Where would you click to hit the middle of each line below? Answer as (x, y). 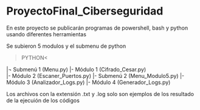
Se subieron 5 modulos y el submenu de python (66, 46)
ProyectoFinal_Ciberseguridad (85, 11)
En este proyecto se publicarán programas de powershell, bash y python (97, 28)
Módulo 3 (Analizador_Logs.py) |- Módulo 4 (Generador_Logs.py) (88, 82)
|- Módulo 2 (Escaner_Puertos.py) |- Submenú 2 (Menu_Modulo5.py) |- (95, 76)
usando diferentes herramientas (47, 34)
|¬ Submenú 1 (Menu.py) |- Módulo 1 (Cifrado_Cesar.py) (76, 69)
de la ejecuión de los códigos (43, 100)
